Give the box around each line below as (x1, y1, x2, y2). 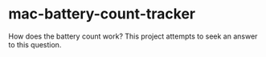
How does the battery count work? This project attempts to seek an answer (8, 31, 258, 41)
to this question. (8, 39, 62, 49)
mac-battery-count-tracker (8, 5, 195, 23)
